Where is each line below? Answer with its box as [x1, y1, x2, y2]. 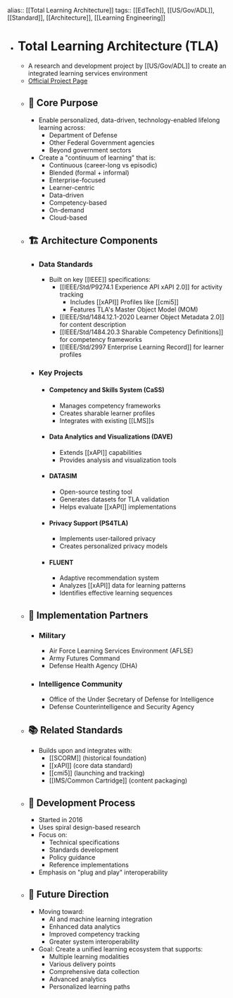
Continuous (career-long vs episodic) [49, 160, 158, 169]
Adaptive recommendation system [59, 574, 160, 582]
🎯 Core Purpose [27, 97, 99, 109]
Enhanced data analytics [49, 922, 121, 931]
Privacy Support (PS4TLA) [49, 518, 129, 527]
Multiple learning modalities [49, 952, 130, 961]
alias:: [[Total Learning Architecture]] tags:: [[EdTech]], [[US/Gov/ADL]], [7, 6, 215, 14]
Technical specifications [49, 838, 120, 846]
